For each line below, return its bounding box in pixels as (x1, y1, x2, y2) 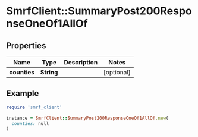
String (40, 68, 58, 76)
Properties (6, 41, 46, 51)
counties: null (11, 120, 49, 126)
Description (64, 58, 98, 66)
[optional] (103, 68, 131, 76)
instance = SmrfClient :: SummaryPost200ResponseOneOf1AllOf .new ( (6, 115, 169, 121)
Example (6, 88, 39, 99)
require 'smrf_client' (6, 104, 62, 110)
